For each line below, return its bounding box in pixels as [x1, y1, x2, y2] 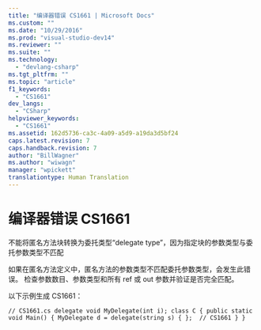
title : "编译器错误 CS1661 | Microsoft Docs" [8, 11, 155, 20]
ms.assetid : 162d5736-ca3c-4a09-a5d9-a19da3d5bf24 [8, 129, 179, 137]
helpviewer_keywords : [8, 115, 80, 123]
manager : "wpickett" [8, 166, 77, 174]
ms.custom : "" [8, 19, 55, 27]
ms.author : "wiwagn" [8, 159, 77, 167]
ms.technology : [8, 56, 59, 64]
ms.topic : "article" [8, 78, 77, 85]
